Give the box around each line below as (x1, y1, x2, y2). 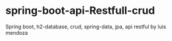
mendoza (5, 29, 29, 36)
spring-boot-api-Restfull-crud (5, 4, 155, 17)
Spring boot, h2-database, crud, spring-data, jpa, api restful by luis (5, 23, 167, 30)
